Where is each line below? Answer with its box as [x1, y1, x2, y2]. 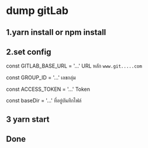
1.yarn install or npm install [6, 27, 106, 37]
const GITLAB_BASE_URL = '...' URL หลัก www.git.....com [6, 62, 142, 69]
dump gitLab [6, 4, 69, 17]
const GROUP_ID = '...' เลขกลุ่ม [6, 74, 76, 81]
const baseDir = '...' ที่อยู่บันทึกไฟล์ [6, 97, 82, 104]
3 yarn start [6, 114, 50, 124]
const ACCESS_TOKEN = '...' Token [6, 86, 91, 93]
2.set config [6, 47, 51, 57]
